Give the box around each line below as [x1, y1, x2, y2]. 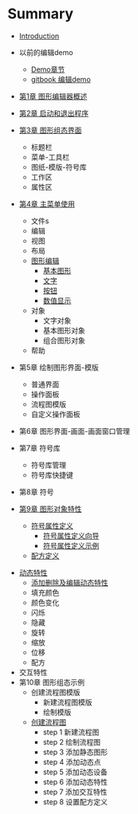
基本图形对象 [42, 325, 85, 335]
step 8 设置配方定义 [42, 796, 108, 806]
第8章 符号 [18, 487, 54, 497]
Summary [7, 5, 73, 23]
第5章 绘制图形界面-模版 [18, 362, 99, 372]
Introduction [18, 31, 60, 41]
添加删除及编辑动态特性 [30, 577, 108, 587]
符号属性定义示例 [42, 541, 100, 550]
